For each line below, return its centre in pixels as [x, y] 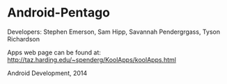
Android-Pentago [58, 13]
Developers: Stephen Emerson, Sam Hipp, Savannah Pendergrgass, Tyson [114, 32]
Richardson [24, 39]
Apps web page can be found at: [54, 52]
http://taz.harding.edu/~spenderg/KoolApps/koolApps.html [92, 59]
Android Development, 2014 [47, 73]
